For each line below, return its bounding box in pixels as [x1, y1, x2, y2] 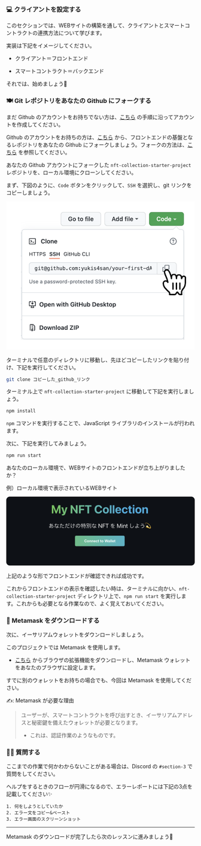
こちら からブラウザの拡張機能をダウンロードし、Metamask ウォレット [14, 657, 191, 664]
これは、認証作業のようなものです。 [29, 732, 119, 739]
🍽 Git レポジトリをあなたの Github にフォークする [6, 97, 151, 105]
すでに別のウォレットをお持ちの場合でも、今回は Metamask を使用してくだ [6, 677, 192, 684]
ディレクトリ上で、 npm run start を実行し [77, 592, 181, 599]
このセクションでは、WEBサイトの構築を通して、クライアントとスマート [6, 22, 185, 29]
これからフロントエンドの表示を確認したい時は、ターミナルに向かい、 [6, 585, 179, 592]
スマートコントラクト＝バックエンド [14, 68, 105, 75]
